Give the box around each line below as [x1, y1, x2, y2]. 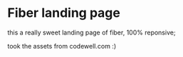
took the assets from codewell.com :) [7, 42, 116, 50]
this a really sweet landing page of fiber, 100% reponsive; [7, 28, 176, 37]
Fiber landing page [7, 5, 121, 21]
